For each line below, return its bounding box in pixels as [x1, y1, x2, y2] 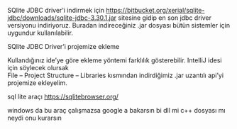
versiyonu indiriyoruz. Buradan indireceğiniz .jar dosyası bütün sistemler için [7, 21, 231, 29]
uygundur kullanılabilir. [7, 28, 73, 37]
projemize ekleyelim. [7, 79, 67, 87]
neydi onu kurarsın [7, 113, 62, 122]
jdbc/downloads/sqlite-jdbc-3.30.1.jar [7, 13, 117, 22]
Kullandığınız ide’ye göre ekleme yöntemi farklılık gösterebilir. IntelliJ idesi [7, 56, 222, 64]
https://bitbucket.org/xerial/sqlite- [106, 6, 205, 14]
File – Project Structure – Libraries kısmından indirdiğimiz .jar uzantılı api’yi [7, 71, 224, 79]
